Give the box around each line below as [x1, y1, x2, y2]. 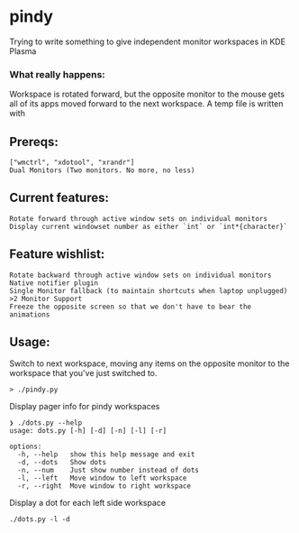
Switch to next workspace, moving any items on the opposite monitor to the [9, 358, 290, 369]
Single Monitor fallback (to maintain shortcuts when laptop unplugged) [9, 286, 288, 295]
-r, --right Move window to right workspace [17, 482, 192, 491]
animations [9, 309, 50, 319]
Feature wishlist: [9, 246, 105, 262]
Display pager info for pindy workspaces [9, 401, 160, 412]
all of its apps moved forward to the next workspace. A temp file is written [9, 98, 284, 109]
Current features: [9, 190, 110, 206]
